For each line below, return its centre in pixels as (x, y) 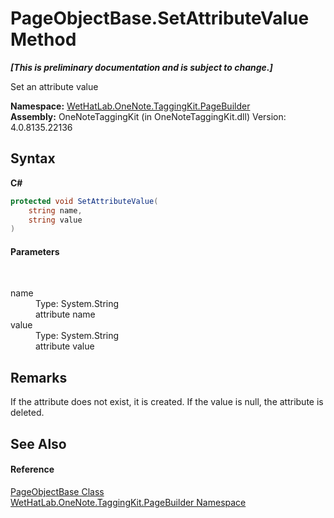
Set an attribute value (54, 86)
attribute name (65, 314)
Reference (32, 469)
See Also (38, 443)
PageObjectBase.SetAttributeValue (160, 18)
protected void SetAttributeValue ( (84, 201)
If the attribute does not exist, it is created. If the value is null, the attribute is (167, 402)
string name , (55, 210)
